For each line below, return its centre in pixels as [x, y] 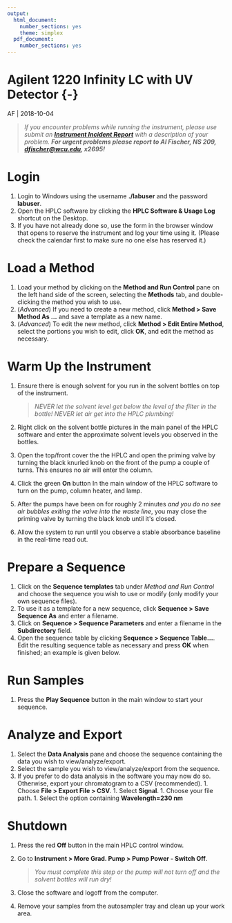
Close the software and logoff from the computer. [88, 893]
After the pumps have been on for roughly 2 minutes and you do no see [119, 504]
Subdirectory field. [45, 630]
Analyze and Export [65, 735]
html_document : [35, 20]
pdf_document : [33, 39]
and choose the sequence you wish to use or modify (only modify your [118, 593]
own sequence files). [47, 601]
